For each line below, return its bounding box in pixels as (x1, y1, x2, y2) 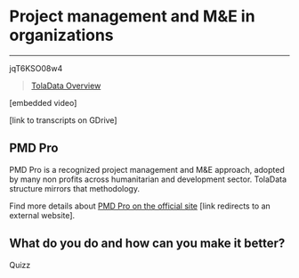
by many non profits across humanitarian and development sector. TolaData (9, 174, 287, 184)
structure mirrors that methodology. (9, 183, 141, 193)
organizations (9, 25, 114, 45)
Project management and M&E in (9, 6, 255, 27)
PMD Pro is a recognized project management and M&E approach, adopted (9, 164, 285, 175)
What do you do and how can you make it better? (9, 236, 286, 251)
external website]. (9, 209, 76, 220)
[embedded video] (9, 97, 77, 108)
